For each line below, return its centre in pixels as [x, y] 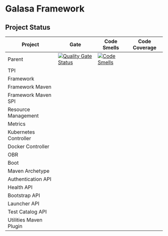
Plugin [15, 226]
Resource [19, 109]
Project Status [28, 27]
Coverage [144, 47]
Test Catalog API [27, 212]
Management [23, 116]
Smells [111, 47]
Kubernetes [21, 132]
